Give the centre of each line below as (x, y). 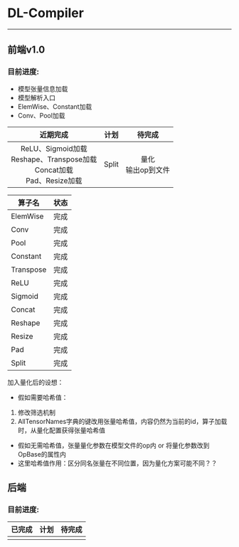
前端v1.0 (26, 50)
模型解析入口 (36, 97)
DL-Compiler (46, 13)
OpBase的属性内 (42, 454)
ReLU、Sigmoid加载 (54, 149)
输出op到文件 (148, 170)
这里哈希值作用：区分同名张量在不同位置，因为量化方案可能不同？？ (117, 463)
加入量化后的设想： (36, 382)
